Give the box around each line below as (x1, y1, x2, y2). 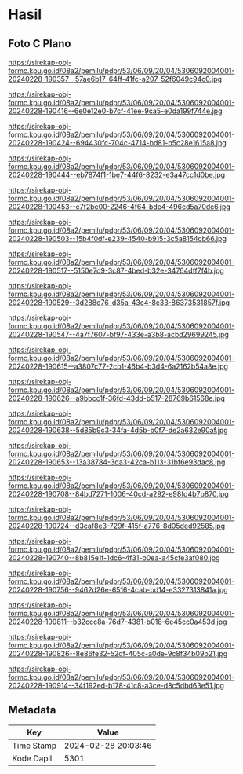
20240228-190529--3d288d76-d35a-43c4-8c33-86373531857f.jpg (8, 298, 230, 307)
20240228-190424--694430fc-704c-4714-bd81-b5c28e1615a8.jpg (8, 138, 227, 147)
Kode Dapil (12, 753, 53, 764)
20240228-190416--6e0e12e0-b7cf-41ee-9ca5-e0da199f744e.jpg (8, 106, 223, 116)
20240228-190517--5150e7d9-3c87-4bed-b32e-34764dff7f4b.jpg (8, 266, 225, 275)
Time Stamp (12, 740, 57, 751)
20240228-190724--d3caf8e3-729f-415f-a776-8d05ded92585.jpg (8, 521, 226, 530)
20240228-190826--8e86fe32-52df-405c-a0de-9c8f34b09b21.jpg (8, 649, 228, 658)
